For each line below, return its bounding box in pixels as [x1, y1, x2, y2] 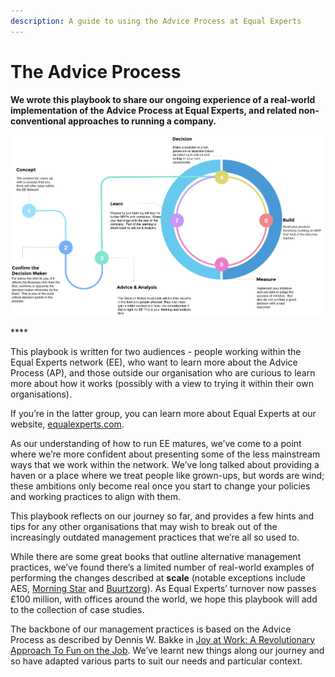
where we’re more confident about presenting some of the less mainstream [10, 448, 321, 460]
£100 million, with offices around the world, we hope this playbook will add [10, 593, 318, 605]
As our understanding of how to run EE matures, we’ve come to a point [10, 437, 302, 449]
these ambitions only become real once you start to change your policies [10, 480, 311, 492]
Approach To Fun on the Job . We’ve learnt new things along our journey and [10, 644, 325, 656]
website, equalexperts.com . [10, 418, 125, 430]
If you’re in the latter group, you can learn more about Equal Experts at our [10, 407, 317, 419]
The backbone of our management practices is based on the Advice [10, 623, 292, 635]
